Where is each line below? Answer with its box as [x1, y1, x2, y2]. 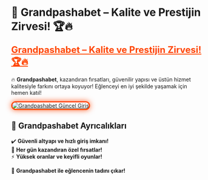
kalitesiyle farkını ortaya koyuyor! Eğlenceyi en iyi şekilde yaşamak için [11, 82, 188, 90]
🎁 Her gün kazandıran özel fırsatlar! [11, 146, 103, 153]
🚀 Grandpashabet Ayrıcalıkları [11, 121, 127, 131]
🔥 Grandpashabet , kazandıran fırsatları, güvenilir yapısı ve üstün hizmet [11, 75, 191, 83]
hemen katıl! [11, 89, 42, 96]
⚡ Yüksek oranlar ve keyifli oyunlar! [11, 153, 102, 160]
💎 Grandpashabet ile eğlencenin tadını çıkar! [11, 167, 126, 174]
